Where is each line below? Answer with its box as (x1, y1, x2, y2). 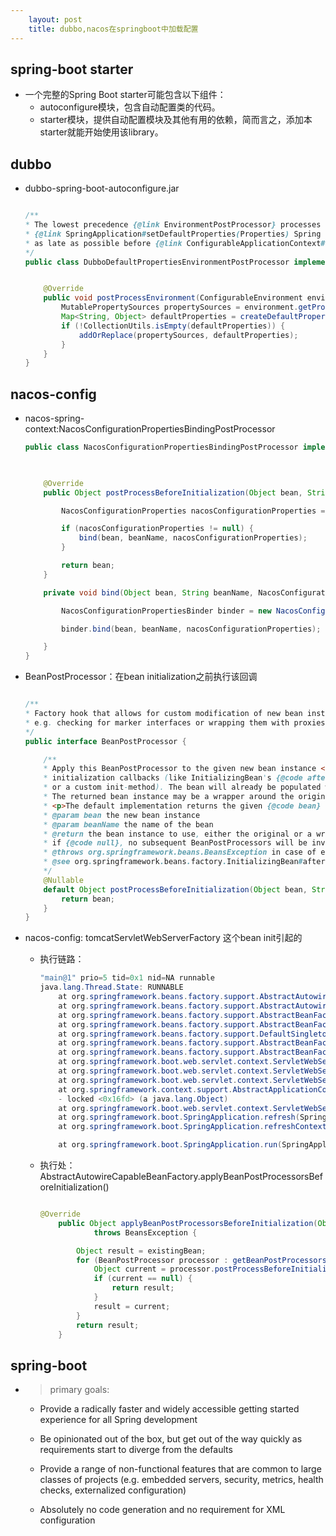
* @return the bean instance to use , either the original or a (43, 829, 313, 839)
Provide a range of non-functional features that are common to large (39, 1463, 322, 1475)
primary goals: (49, 1384, 110, 1396)
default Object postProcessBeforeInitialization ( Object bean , (43, 884, 308, 895)
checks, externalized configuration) (39, 1484, 187, 1496)
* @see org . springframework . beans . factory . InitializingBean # (43, 857, 303, 867)
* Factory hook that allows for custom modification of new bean (24, 709, 303, 719)
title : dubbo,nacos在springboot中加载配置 (28, 24, 199, 34)
